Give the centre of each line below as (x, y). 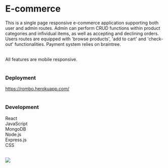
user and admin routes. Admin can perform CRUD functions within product (83, 28)
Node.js (13, 134)
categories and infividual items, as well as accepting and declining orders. (82, 33)
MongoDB (16, 129)
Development (22, 107)
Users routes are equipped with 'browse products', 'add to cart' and (76, 39)
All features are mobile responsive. (41, 59)
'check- (155, 39)
